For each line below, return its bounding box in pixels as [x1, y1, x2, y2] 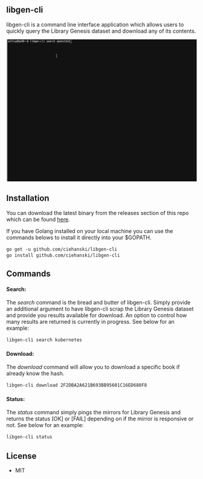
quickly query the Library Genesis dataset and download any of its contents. [6, 27, 196, 34]
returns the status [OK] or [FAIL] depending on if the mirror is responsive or [6, 415, 194, 422]
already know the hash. [6, 370, 65, 377]
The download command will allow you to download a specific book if [6, 364, 180, 371]
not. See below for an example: [6, 422, 84, 429]
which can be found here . [6, 216, 71, 223]
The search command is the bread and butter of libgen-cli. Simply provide [6, 299, 191, 306]
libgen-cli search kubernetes [6, 337, 83, 343]
